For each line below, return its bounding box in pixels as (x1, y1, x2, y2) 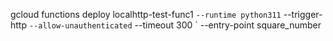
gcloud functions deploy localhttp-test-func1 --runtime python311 (10, 9, 282, 20)
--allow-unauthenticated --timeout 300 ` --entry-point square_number (28, 19, 322, 31)
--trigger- (283, 9, 323, 20)
